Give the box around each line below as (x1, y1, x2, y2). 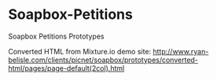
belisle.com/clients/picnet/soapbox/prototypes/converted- (8, 55, 199, 64)
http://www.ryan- (153, 46, 209, 56)
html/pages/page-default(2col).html (8, 63, 125, 72)
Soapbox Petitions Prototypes (8, 31, 105, 41)
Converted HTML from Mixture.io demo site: (8, 46, 152, 56)
